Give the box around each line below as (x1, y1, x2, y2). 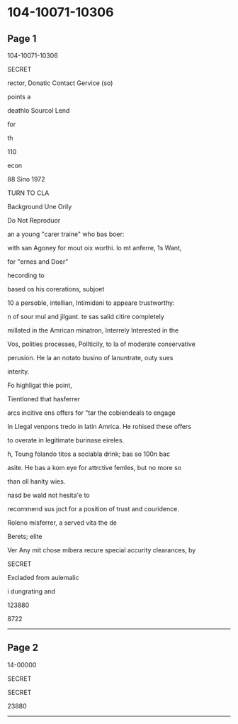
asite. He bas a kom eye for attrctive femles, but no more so (7, 464, 182, 472)
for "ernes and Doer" (7, 257, 69, 266)
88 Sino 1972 (7, 175, 45, 183)
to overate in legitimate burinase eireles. (7, 436, 125, 444)
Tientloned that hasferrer (7, 395, 80, 403)
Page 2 (7, 642, 39, 654)
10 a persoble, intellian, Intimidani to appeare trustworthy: (7, 299, 175, 307)
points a (7, 93, 31, 101)
